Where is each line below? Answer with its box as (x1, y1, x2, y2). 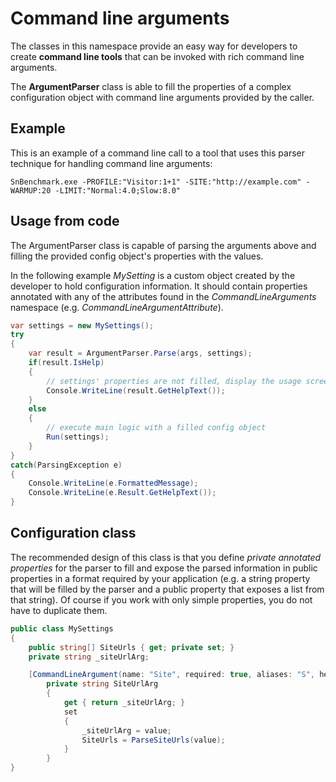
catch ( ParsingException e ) (10, 460, 123, 470)
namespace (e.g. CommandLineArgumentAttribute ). (10, 301, 224, 313)
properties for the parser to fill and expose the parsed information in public (10, 562, 318, 574)
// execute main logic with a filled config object (46, 423, 267, 433)
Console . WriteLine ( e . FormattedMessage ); (28, 478, 199, 489)
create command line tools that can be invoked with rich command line (10, 50, 305, 62)
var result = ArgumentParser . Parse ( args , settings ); (28, 348, 253, 359)
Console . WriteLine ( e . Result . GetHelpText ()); (28, 488, 217, 498)
